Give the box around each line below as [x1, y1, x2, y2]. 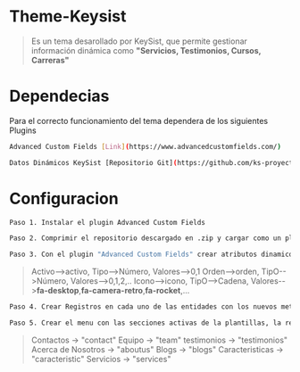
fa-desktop [37, 285, 79, 296]
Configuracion [9, 188, 119, 209]
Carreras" [30, 54, 70, 65]
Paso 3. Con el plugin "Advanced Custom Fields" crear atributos [9, 250, 257, 260]
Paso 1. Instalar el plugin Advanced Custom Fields [9, 218, 205, 227]
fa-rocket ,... [145, 285, 190, 296]
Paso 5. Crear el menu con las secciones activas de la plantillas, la [9, 318, 281, 327]
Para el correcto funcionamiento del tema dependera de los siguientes [9, 115, 269, 126]
